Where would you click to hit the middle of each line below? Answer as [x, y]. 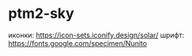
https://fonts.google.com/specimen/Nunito [78, 43]
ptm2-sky [41, 14]
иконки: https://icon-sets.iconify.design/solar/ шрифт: [96, 35]
